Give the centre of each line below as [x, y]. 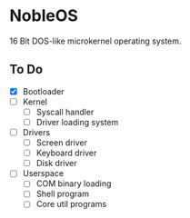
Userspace [43, 173]
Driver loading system [77, 122]
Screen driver [62, 143]
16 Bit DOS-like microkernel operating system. [95, 41]
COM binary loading [74, 183]
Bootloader [44, 91]
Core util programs [71, 204]
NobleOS [44, 16]
